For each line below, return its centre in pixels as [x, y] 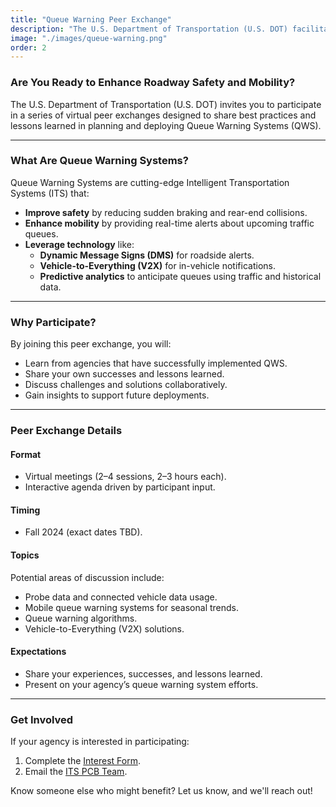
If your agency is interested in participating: [100, 742]
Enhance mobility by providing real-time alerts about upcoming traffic [169, 223]
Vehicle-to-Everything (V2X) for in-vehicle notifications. [157, 265]
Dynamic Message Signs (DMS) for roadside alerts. [147, 255]
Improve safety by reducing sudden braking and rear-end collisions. [166, 212]
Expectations [38, 652]
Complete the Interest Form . [82, 761]
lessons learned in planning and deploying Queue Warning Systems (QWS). [166, 125]
